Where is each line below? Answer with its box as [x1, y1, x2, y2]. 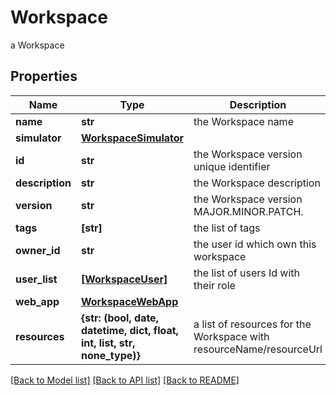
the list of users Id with [193, 266, 301, 280]
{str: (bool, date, [80, 311, 159, 325]
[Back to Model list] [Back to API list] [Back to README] [10, 374, 240, 386]
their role [193, 278, 236, 292]
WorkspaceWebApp [80, 294, 179, 308]
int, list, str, [80, 336, 136, 350]
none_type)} [80, 348, 141, 362]
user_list [15, 272, 58, 286]
